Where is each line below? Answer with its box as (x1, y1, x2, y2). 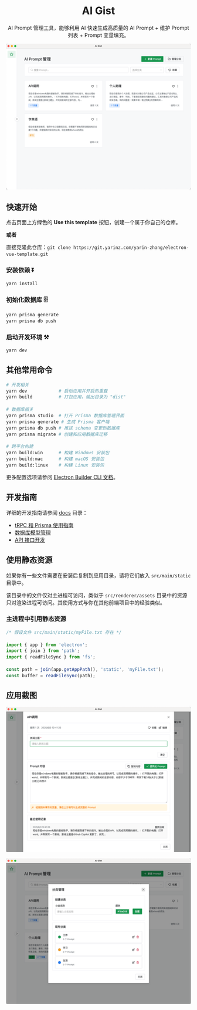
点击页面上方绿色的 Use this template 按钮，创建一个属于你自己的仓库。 (6, 219, 181, 226)
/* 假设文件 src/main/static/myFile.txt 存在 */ (6, 629, 122, 635)
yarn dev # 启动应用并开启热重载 (6, 388, 108, 394)
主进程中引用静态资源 (6, 615, 66, 623)
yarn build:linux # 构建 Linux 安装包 (6, 462, 104, 468)
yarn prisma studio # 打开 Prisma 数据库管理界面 (6, 413, 124, 419)
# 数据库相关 (6, 407, 33, 413)
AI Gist (81, 4, 116, 18)
